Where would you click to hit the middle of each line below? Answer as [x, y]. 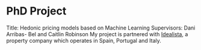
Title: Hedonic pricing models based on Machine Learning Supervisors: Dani [101, 28]
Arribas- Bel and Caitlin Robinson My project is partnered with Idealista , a [97, 34]
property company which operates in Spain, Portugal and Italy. [84, 40]
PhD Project [36, 11]
